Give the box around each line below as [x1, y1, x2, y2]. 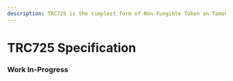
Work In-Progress [7, 64, 69, 74]
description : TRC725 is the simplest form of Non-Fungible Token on [7, 10, 209, 17]
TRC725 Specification [7, 39, 137, 55]
